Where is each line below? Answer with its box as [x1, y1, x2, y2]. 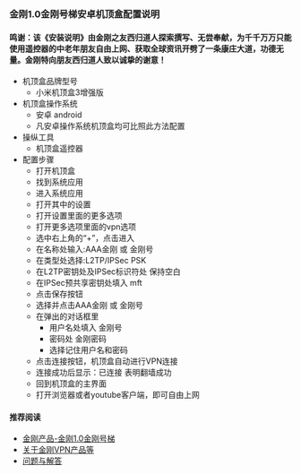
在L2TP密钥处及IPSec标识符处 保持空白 [35, 266, 181, 277]
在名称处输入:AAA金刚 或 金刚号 [35, 244, 154, 254]
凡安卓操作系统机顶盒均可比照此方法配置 [35, 121, 185, 132]
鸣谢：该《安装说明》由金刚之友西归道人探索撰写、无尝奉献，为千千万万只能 [9, 31, 292, 42]
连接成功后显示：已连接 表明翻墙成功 [35, 367, 172, 378]
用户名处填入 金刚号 [48, 323, 123, 333]
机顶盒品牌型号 [21, 76, 78, 87]
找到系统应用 [35, 177, 83, 187]
